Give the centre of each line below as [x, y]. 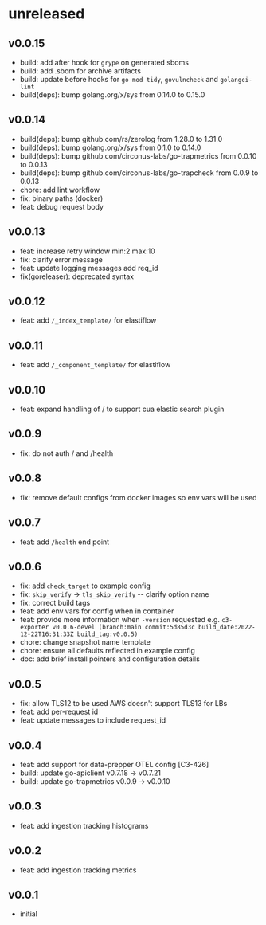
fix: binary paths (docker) [61, 198]
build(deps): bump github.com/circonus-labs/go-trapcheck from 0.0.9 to [139, 173]
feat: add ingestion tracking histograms [84, 825]
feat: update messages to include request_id [93, 720]
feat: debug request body [61, 206]
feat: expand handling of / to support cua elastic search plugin [122, 409]
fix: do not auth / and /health [66, 453]
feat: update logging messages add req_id [89, 268]
